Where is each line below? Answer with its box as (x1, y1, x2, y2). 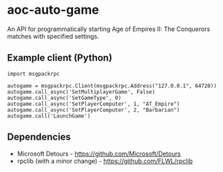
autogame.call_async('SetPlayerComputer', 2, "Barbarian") (7, 106, 180, 114)
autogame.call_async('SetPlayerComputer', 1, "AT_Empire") (7, 100, 180, 107)
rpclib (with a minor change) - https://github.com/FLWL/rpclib (17, 157, 193, 165)
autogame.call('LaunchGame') (7, 112, 91, 119)
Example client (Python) (7, 52, 112, 64)
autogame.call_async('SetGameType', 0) (7, 94, 122, 101)
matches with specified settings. (7, 32, 100, 40)
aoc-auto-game (7, 2, 100, 18)
